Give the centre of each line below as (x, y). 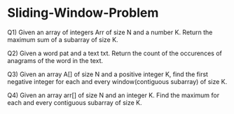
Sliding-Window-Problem (83, 13)
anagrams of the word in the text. (55, 60)
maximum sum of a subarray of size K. (63, 39)
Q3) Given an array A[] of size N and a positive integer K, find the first (108, 74)
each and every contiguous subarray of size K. (75, 102)
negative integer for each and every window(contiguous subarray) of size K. (117, 81)
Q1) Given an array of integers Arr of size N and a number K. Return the (110, 32)
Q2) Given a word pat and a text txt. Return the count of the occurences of (115, 53)
